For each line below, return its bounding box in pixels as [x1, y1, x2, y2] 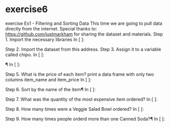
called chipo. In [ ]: [5, 52, 45, 58]
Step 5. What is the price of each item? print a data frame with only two [5, 71, 154, 77]
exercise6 [5, 4, 48, 15]
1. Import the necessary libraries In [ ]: [5, 36, 85, 43]
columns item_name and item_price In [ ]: [5, 76, 91, 82]
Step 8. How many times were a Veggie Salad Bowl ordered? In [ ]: [5, 106, 144, 112]
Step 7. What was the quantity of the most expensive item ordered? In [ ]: [5, 96, 158, 102]
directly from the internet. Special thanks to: [5, 25, 97, 31]
